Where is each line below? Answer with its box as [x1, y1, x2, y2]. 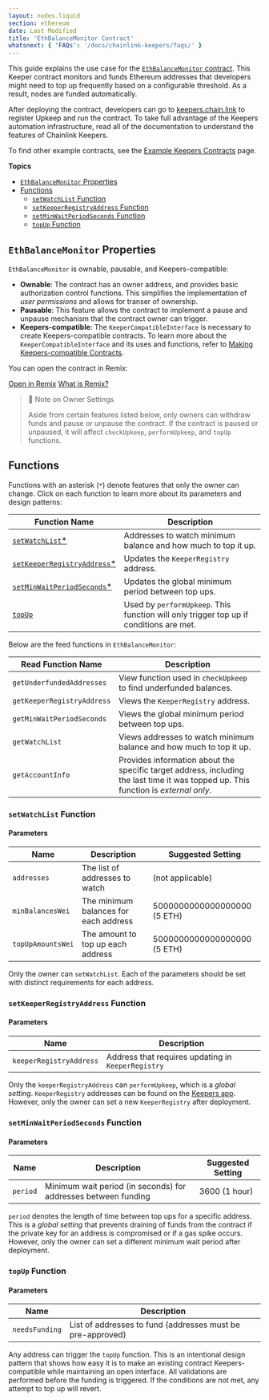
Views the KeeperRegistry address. [118, 695, 251, 706]
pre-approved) [69, 1329, 126, 1341]
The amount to [81, 928, 137, 939]
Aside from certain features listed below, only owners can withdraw [27, 410, 251, 420]
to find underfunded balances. [118, 682, 233, 693]
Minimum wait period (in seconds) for [45, 1181, 187, 1192]
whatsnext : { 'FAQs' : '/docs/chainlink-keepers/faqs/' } [8, 42, 203, 50]
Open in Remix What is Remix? [8, 379, 110, 388]
